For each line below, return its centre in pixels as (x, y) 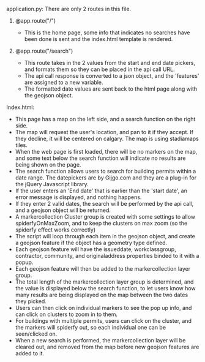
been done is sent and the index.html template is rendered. (99, 39)
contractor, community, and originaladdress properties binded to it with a (107, 256)
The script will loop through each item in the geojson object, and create (105, 236)
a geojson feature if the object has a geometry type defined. (91, 243)
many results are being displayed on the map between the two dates (102, 295)
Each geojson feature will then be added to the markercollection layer (103, 269)
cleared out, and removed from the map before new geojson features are (107, 347)
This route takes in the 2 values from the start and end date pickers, (110, 63)
